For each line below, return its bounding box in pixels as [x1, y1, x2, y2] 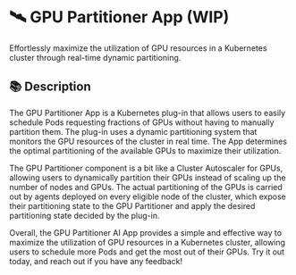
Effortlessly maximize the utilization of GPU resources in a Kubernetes [9, 42, 267, 54]
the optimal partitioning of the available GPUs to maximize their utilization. [9, 145, 282, 156]
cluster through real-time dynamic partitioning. [9, 52, 182, 62]
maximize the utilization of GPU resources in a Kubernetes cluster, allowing [9, 237, 286, 247]
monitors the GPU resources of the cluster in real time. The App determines [9, 136, 288, 146]
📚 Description [9, 79, 91, 95]
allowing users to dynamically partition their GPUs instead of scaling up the [9, 171, 286, 183]
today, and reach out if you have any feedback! [9, 255, 183, 266]
